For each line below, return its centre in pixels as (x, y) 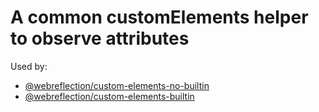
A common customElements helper (159, 17)
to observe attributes (100, 38)
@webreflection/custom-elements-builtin (109, 96)
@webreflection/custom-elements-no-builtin (117, 85)
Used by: (29, 66)
